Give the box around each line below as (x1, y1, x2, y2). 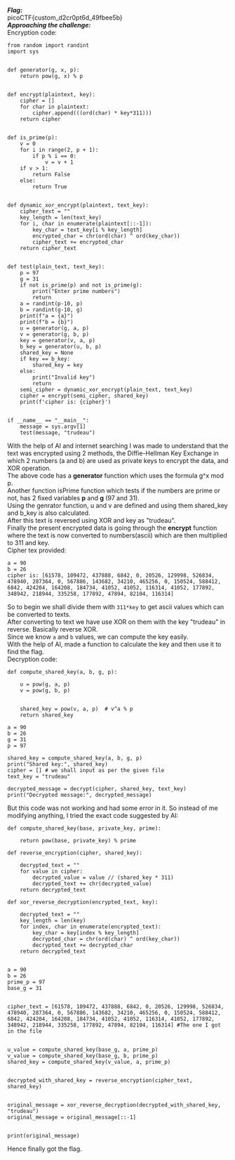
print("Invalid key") (32, 374, 96, 381)
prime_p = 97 (7, 979, 46, 986)
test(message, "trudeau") (20, 429, 96, 436)
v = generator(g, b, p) (20, 331, 90, 338)
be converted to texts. (7, 611, 72, 618)
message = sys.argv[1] (20, 423, 86, 430)
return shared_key (20, 712, 74, 719)
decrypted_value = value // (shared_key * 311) (32, 874, 174, 881)
